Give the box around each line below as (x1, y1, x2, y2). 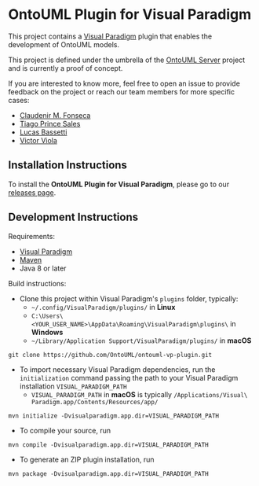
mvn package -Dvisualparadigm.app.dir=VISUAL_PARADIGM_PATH (8, 469, 210, 477)
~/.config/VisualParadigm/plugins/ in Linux (31, 302, 176, 311)
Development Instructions (8, 211, 139, 224)
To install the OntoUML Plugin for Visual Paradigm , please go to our (8, 179, 230, 189)
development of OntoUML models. (8, 39, 120, 49)
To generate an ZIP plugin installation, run (19, 455, 155, 464)
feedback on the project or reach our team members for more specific (8, 87, 235, 96)
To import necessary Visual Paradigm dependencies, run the (19, 364, 216, 374)
